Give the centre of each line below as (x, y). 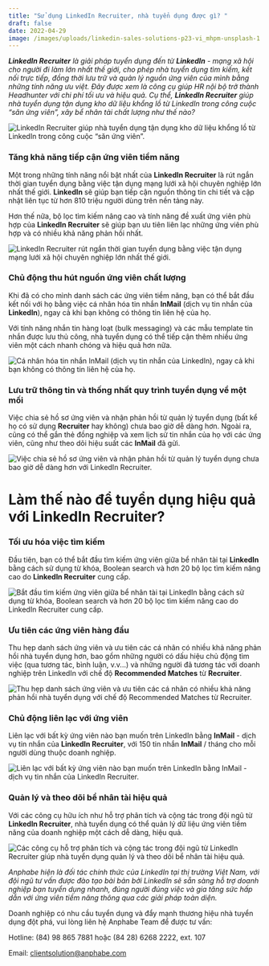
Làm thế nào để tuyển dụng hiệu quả (132, 500)
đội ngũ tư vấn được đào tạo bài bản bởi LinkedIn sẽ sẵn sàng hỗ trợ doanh (134, 880)
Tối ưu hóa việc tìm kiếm (57, 542)
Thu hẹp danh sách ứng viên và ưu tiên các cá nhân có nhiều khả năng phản (135, 647)
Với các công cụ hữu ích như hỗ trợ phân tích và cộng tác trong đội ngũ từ (130, 815)
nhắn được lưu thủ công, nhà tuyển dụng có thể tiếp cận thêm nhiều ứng (128, 336)
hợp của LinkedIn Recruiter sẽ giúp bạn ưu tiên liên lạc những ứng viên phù (134, 224)
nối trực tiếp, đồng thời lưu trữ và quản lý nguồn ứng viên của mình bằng (129, 78)
